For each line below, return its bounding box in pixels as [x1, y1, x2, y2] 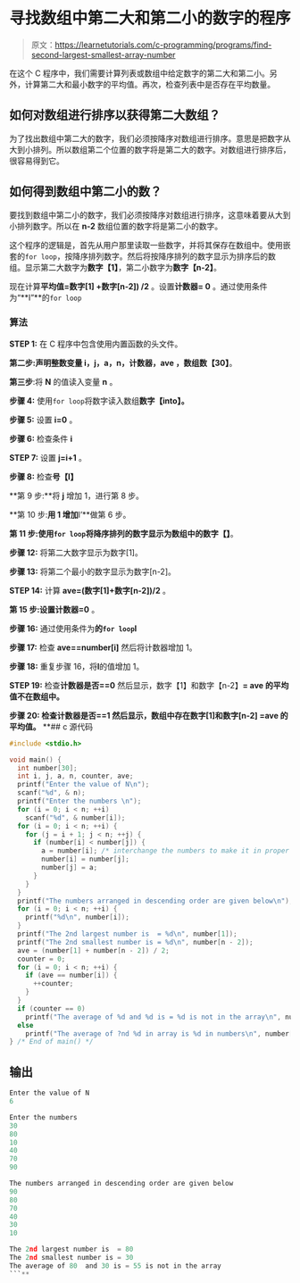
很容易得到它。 [9, 155, 64, 166]
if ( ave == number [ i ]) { [25, 971, 118, 980]
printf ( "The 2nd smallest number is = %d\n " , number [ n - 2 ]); [17, 937, 254, 946]
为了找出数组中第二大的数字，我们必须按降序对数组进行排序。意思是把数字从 [9, 133, 291, 144]
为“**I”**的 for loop [9, 292, 82, 303]
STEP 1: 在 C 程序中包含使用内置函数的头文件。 [9, 338, 183, 349]
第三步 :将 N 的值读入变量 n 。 [9, 376, 118, 387]
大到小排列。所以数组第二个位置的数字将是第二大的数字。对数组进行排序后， [9, 144, 291, 154]
